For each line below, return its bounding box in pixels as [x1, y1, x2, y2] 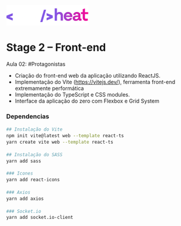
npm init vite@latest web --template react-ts [6, 133, 124, 139]
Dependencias [6, 112, 50, 120]
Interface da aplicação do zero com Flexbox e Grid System [14, 97, 159, 104]
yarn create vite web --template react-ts [6, 139, 113, 145]
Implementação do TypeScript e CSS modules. [14, 91, 130, 98]
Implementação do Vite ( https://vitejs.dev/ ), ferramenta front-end [14, 78, 176, 85]
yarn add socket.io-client [6, 215, 73, 221]
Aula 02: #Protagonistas [6, 60, 66, 67]
